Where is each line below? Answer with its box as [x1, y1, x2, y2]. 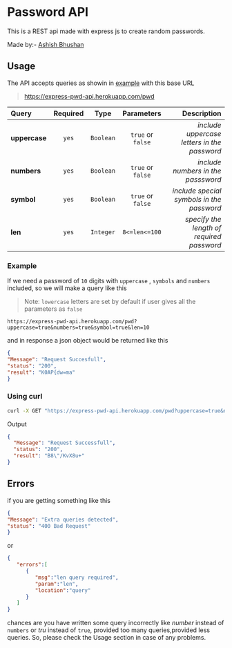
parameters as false [23, 305, 83, 313]
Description [182, 108, 222, 118]
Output [7, 419, 27, 428]
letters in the [181, 137, 222, 147]
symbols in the [173, 194, 222, 204]
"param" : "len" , [35, 580, 79, 587]
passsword [185, 174, 222, 184]
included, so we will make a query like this [7, 284, 127, 292]
